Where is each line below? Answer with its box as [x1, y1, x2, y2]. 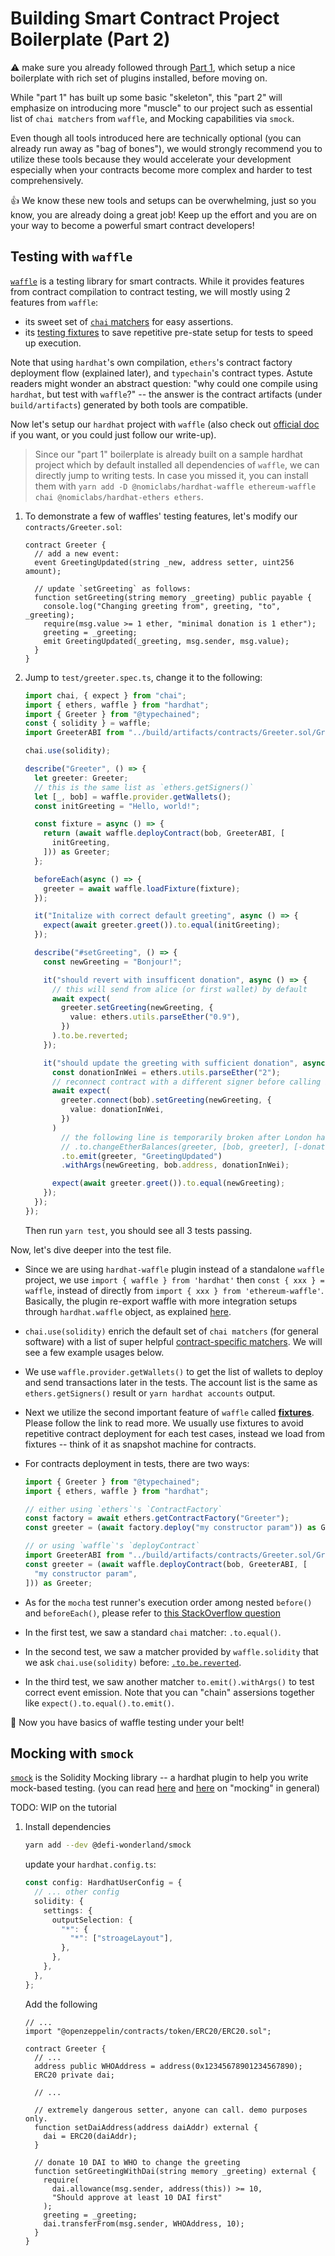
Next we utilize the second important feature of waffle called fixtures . [24, 1406, 315, 1418]
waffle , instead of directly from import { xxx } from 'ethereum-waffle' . [24, 1284, 325, 1296]
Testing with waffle [10, 248, 133, 266]
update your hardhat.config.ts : [24, 1858, 157, 1871]
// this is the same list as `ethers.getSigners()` [34, 782, 254, 792]
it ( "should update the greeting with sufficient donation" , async [43, 1058, 326, 1068]
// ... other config [34, 1887, 120, 1897]
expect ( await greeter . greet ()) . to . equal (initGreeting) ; [43, 920, 281, 931]
